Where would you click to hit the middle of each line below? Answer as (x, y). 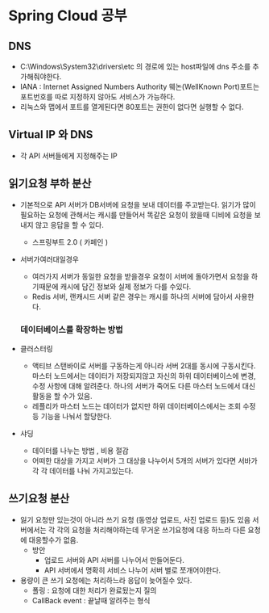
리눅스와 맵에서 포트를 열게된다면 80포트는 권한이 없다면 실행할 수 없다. (132, 107)
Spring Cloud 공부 (68, 16)
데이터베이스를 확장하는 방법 (71, 330)
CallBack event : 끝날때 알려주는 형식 (91, 600)
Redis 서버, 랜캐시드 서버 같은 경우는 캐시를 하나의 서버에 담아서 (132, 296)
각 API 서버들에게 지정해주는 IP (69, 155)
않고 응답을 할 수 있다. (70, 225)
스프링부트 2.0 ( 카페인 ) (70, 241)
